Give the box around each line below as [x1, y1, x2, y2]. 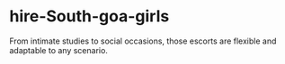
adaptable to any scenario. [9, 44, 108, 55]
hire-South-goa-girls [9, 6, 170, 27]
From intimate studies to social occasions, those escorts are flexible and [9, 36, 277, 46]
